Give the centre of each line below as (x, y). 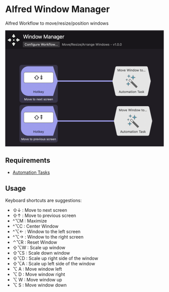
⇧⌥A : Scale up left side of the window (54, 264)
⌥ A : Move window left (37, 269)
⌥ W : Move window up (37, 280)
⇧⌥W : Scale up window (39, 248)
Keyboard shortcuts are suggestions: (44, 200)
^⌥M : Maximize (30, 221)
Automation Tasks (31, 173)
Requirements (28, 160)
